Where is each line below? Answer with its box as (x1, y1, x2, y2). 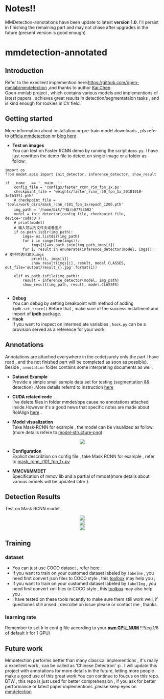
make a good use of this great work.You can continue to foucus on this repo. (5, 673, 160, 679)
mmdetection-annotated (5, 47, 108, 58)
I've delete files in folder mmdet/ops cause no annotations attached (12, 399, 149, 405)
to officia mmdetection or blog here (5, 133, 77, 139)
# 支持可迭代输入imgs (5, 252, 44, 257)
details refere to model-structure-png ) (25, 429, 103, 435)
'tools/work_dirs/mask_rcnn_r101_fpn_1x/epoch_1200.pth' (5, 202, 124, 207)
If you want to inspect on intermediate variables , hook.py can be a (12, 321, 146, 327)
